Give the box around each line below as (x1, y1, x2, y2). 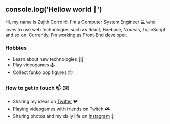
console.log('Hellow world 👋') (5, 5, 102, 14)
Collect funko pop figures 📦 (12, 69, 73, 76)
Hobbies (5, 44, 27, 52)
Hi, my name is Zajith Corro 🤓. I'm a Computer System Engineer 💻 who (5, 19, 156, 25)
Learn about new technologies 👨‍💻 (12, 56, 84, 62)
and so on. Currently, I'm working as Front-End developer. (5, 32, 128, 38)
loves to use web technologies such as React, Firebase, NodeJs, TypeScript (5, 26, 166, 32)
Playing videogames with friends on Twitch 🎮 (12, 106, 110, 112)
